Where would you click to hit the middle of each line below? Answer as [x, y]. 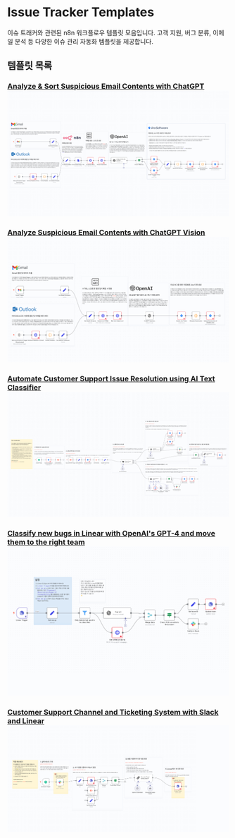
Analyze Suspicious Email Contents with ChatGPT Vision [106, 232]
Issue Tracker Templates [81, 12]
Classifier [24, 387]
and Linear [26, 721]
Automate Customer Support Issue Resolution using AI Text [112, 378]
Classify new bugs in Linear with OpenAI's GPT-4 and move [112, 534]
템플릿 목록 [30, 66]
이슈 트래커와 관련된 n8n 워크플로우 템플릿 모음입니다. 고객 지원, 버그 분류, [109, 32]
